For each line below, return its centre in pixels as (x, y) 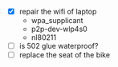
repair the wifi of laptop (58, 12)
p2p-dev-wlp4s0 (59, 29)
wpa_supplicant (57, 21)
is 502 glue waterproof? (59, 46)
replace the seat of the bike (64, 55)
